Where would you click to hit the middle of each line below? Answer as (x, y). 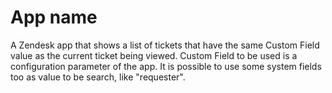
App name (54, 17)
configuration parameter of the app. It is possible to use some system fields (166, 66)
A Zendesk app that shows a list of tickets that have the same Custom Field (165, 45)
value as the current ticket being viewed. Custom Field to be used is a (154, 55)
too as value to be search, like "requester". (98, 77)
